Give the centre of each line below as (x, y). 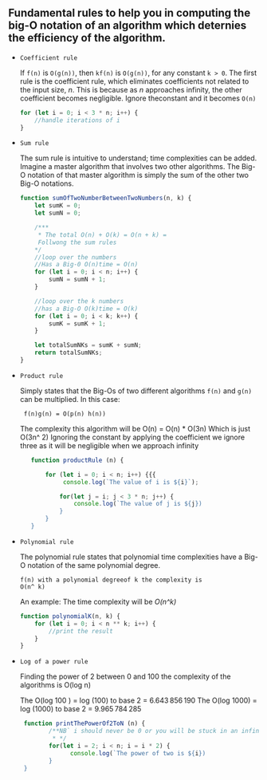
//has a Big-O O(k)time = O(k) (86, 309)
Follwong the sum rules (77, 242)
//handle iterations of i (78, 120)
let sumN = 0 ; (58, 213)
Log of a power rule (54, 662)
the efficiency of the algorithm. (87, 38)
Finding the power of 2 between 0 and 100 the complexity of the (125, 676)
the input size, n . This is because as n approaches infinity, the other (131, 89)
